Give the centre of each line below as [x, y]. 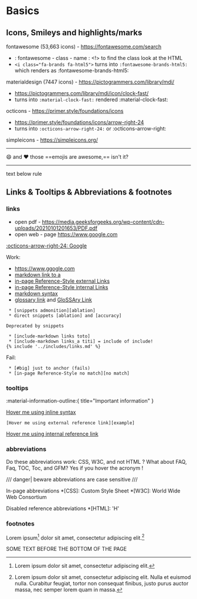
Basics [23, 11]
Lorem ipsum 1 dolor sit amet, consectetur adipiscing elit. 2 [75, 537]
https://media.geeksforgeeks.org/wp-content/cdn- [103, 222]
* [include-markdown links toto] [50, 336]
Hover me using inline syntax [41, 412]
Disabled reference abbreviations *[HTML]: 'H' [63, 508]
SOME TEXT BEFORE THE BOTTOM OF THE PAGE [67, 549]
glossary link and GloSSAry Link [53, 299]
